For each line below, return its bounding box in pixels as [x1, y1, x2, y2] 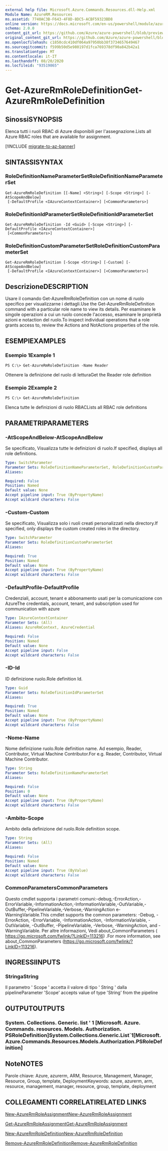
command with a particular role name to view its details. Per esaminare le [5, 306, 156, 312]
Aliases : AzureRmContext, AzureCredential [5, 625, 95, 630]
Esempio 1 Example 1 [5, 351, 55, 358]
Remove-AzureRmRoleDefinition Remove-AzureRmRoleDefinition [5, 1140, 137, 1146]
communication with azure [5, 606, 60, 612]
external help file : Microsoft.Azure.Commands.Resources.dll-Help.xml [5, 7, 155, 12]
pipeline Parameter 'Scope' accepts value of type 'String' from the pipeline [5, 989, 158, 995]
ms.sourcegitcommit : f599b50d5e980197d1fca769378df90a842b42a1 [5, 44, 140, 49]
